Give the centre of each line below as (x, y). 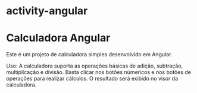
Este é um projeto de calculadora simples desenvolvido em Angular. (89, 54)
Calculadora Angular (58, 38)
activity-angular (47, 11)
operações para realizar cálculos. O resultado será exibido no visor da (92, 79)
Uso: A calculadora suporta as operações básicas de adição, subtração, (95, 66)
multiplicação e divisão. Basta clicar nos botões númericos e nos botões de (99, 72)
